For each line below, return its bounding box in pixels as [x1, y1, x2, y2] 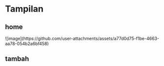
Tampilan [5, 3, 44, 15]
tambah [5, 55, 29, 63]
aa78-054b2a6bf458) [5, 41, 49, 47]
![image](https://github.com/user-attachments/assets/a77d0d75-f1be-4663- [5, 35, 160, 41]
